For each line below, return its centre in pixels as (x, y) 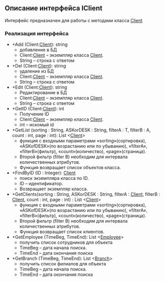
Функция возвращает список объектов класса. (70, 168)
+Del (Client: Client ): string (39, 66)
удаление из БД (36, 71)
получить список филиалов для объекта (63, 264)
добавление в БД (38, 50)
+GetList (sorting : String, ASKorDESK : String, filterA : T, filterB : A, (81, 130)
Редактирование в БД (43, 93)
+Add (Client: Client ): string (40, 44)
